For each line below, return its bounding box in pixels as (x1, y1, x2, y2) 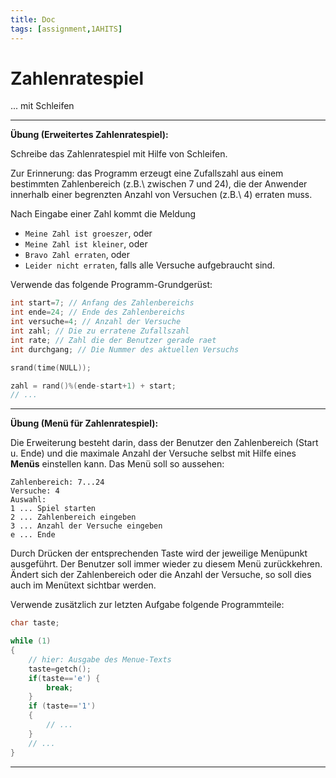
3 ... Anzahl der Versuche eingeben (10, 521, 163, 531)
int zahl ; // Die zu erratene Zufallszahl (10, 326, 190, 336)
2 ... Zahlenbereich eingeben (10, 512, 137, 523)
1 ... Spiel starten (10, 504, 97, 514)
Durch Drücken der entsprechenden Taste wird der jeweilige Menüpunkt (10, 547, 308, 560)
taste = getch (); (28, 664, 92, 674)
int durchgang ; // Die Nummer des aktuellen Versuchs (10, 344, 240, 355)
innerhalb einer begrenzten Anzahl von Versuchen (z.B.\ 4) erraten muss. (10, 189, 313, 201)
